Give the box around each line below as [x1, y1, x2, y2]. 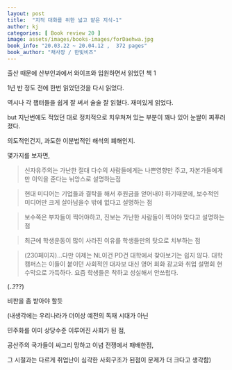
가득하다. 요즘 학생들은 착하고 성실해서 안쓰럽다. [48, 268, 179, 276]
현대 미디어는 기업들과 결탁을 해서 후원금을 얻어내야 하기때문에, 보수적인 [24, 189, 219, 198]
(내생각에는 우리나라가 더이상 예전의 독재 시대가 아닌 [7, 311, 149, 319]
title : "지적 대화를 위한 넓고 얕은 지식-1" [7, 17, 122, 24]
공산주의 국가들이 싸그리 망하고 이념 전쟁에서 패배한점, [7, 341, 154, 349]
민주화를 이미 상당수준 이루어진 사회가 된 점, [7, 326, 126, 334]
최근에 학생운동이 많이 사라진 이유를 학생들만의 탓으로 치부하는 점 [24, 236, 201, 244]
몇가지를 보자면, [7, 151, 51, 160]
